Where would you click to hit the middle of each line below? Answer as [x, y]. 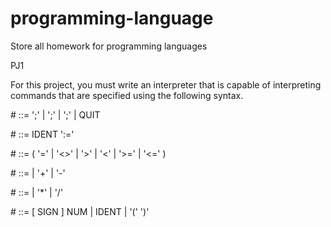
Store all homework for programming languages [109, 46]
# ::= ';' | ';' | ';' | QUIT [55, 114]
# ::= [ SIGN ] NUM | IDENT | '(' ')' [80, 211]
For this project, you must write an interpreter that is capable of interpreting [166, 84]
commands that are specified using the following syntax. [127, 95]
